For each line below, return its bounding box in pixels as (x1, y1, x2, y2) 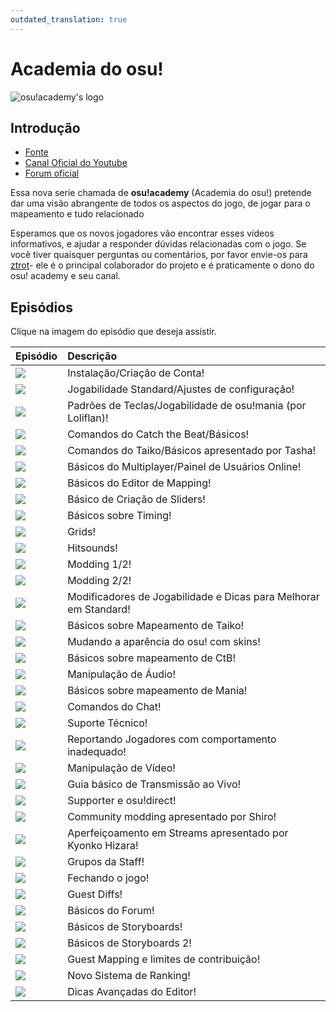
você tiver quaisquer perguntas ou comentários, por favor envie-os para (10, 249, 308, 261)
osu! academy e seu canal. (10, 270, 121, 282)
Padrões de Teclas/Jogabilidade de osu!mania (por (67, 399, 307, 413)
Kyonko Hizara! (67, 839, 139, 853)
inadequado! (67, 745, 127, 759)
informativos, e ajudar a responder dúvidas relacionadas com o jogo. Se (10, 238, 307, 250)
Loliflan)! (67, 411, 109, 425)
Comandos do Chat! (67, 700, 162, 714)
